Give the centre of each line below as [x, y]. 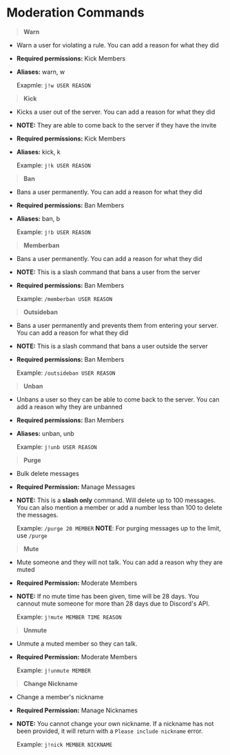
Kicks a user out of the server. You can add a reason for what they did [116, 112]
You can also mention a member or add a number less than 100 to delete [119, 507]
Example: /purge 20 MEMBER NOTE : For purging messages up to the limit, [119, 528]
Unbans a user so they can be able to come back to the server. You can [118, 399]
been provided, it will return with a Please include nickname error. [109, 731]
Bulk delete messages [48, 473]
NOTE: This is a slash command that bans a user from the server [108, 272]
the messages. [37, 515]
